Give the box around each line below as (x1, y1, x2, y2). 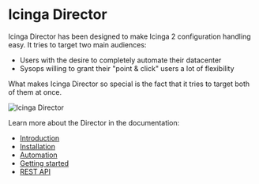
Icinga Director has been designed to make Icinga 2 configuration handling (8, 32, 251, 41)
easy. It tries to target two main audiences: (8, 39, 147, 49)
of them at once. (8, 87, 62, 96)
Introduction (19, 133, 60, 143)
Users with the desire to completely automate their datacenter (19, 55, 222, 65)
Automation (19, 150, 58, 160)
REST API (19, 167, 51, 176)
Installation (19, 141, 56, 151)
